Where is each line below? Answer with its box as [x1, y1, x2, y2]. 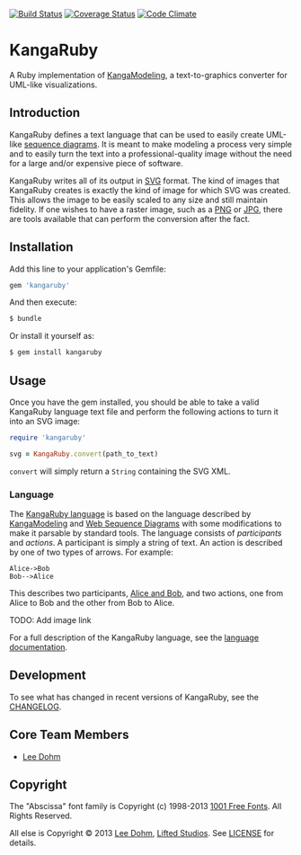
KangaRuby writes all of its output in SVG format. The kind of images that [9, 175, 280, 186]
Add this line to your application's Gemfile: [9, 263, 166, 274]
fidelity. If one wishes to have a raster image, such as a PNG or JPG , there [9, 203, 283, 215]
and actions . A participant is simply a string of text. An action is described [9, 538, 283, 548]
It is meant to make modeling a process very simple [102, 138, 293, 149]
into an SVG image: [9, 416, 81, 426]
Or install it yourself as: [9, 331, 94, 342]
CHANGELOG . [9, 701, 62, 712]
